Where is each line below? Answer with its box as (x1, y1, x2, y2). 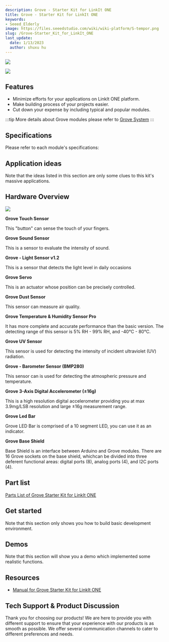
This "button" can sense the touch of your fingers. (5, 225, 110, 231)
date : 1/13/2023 (10, 40, 44, 45)
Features (5, 83, 34, 91)
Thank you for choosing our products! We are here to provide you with (5, 615, 151, 621)
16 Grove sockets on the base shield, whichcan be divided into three (5, 453, 147, 459)
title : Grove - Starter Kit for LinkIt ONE (5, 12, 98, 17)
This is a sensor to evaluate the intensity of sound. (5, 244, 110, 251)
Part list (5, 478, 30, 487)
